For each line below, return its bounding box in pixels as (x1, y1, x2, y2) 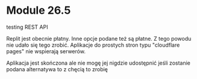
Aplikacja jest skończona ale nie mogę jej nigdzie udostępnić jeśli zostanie (6, 59, 191, 66)
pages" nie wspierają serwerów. (6, 47, 86, 54)
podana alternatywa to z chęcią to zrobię (6, 65, 108, 72)
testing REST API (6, 23, 48, 31)
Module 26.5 (6, 4, 71, 17)
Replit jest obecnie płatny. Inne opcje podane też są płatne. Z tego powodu (6, 35, 192, 42)
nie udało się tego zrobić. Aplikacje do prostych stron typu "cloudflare (6, 41, 180, 48)
